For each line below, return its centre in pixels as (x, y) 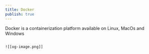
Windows (15, 33)
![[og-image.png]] (24, 47)
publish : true (20, 14)
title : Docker (20, 10)
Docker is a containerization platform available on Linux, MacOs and (75, 28)
